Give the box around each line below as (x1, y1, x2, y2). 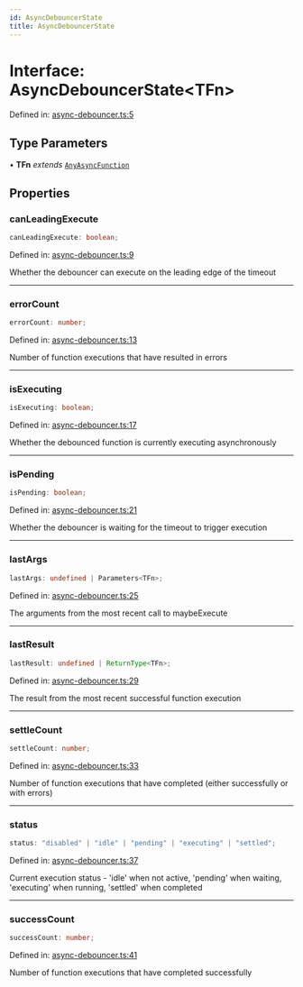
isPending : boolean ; (9, 489, 87, 498)
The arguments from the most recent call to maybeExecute (9, 608, 228, 618)
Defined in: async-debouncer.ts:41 (9, 950, 138, 961)
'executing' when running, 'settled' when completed (9, 882, 203, 893)
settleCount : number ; (9, 744, 91, 753)
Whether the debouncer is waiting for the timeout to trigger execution (9, 522, 268, 533)
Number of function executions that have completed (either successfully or (9, 777, 289, 789)
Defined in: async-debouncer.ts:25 (9, 589, 139, 600)
